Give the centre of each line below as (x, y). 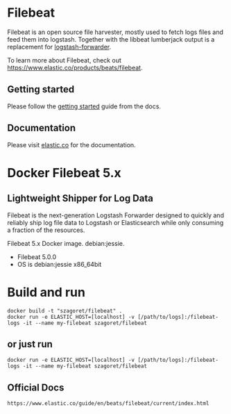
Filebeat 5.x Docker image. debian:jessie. (66, 243)
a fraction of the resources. (46, 230)
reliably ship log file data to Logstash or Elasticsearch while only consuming (115, 222)
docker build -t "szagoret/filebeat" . (65, 310)
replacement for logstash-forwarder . (59, 47)
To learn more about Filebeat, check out (64, 60)
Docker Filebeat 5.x (64, 173)
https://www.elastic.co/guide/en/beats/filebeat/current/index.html (108, 404)
